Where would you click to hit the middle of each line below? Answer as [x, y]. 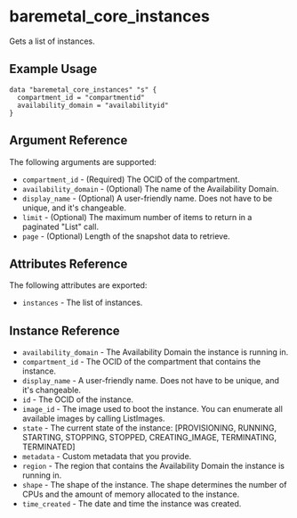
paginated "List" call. [60, 226]
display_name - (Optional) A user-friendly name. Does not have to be [147, 198]
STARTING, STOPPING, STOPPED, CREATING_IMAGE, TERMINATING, [149, 438]
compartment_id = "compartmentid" [81, 97]
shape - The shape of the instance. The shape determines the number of [154, 485]
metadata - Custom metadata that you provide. [107, 456]
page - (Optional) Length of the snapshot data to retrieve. [126, 236]
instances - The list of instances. [82, 303]
